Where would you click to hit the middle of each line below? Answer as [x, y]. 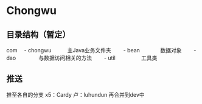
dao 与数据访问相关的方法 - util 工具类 [82, 58]
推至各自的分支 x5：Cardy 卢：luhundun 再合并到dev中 [75, 94]
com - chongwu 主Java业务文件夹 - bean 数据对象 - [101, 50]
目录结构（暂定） [38, 34]
